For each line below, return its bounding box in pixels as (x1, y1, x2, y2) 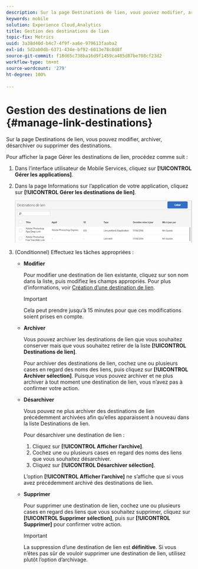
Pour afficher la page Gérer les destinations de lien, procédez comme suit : (6, 154, 188, 161)
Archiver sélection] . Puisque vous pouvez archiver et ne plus (23, 372, 173, 379)
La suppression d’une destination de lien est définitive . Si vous (23, 543, 177, 550)
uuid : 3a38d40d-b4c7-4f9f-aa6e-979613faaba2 (6, 41, 117, 46)
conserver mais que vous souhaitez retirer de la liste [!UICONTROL (23, 342, 187, 349)
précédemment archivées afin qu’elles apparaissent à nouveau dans (23, 414, 190, 421)
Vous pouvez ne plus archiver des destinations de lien (23, 407, 155, 414)
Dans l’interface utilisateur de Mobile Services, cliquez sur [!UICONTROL (14, 165, 192, 172)
